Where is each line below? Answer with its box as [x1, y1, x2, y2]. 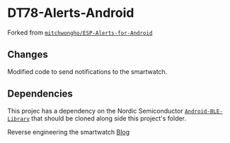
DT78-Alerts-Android [7, 5, 134, 21]
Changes [7, 49, 48, 61]
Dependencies [7, 88, 73, 100]
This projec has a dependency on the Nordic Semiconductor [7, 106, 183, 115]
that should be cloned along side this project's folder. [31, 114, 186, 123]
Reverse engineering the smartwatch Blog [7, 128, 130, 136]
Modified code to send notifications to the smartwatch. [7, 67, 168, 75]
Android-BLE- [184, 108, 223, 115]
